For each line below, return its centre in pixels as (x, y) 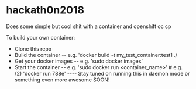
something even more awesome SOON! (62, 80)
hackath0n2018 (45, 10)
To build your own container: (41, 37)
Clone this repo (33, 49)
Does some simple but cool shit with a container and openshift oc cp (89, 26)
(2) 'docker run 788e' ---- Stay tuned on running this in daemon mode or (102, 73)
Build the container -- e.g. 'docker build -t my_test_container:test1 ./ (96, 55)
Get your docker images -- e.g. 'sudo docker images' (79, 61)
